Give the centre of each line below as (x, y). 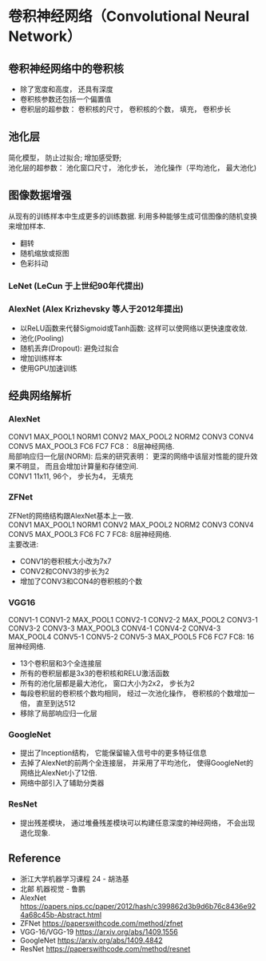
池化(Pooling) (42, 338)
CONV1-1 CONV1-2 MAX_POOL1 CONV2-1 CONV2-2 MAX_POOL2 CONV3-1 (133, 620)
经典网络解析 (40, 396)
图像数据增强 (40, 196)
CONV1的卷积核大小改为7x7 (66, 561)
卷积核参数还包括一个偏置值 (66, 99)
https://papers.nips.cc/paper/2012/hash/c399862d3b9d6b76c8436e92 (138, 906)
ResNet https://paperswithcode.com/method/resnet (105, 948)
